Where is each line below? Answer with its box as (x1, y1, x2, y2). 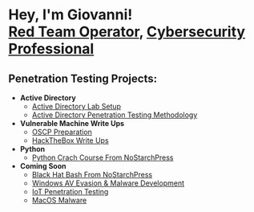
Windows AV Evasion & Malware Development (31, 178, 184, 188)
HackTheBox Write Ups (31, 136, 110, 145)
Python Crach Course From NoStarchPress (31, 153, 174, 162)
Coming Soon (19, 161, 67, 170)
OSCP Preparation (31, 127, 92, 137)
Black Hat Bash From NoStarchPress (31, 170, 153, 179)
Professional (8, 40, 95, 58)
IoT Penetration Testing (31, 187, 109, 196)
